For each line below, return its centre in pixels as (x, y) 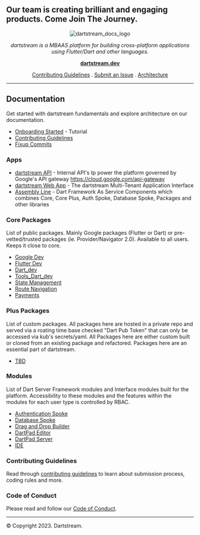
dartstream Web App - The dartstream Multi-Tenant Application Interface (104, 185)
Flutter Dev (28, 264)
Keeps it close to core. (34, 246)
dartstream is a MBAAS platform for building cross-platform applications (100, 45)
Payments (27, 295)
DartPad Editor (33, 432)
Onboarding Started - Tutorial (51, 132)
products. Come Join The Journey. (72, 19)
